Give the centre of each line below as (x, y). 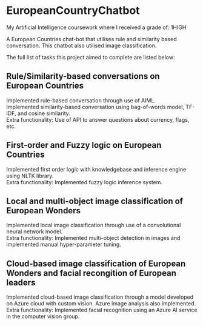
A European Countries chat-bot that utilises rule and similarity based (92, 39)
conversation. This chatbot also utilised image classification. (82, 45)
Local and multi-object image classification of (95, 201)
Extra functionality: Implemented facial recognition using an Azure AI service (102, 310)
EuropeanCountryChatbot (73, 11)
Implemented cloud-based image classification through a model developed (100, 297)
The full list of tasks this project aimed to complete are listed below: (91, 57)
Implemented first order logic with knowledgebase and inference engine (96, 169)
